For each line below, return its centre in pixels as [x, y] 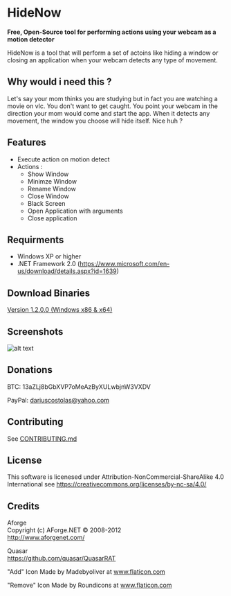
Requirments [36, 239]
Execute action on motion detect [63, 159]
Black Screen [46, 203]
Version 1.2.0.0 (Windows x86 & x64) [60, 310]
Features [27, 142]
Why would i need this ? [59, 82]
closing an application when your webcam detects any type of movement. [112, 60]
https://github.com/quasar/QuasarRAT [62, 559]
